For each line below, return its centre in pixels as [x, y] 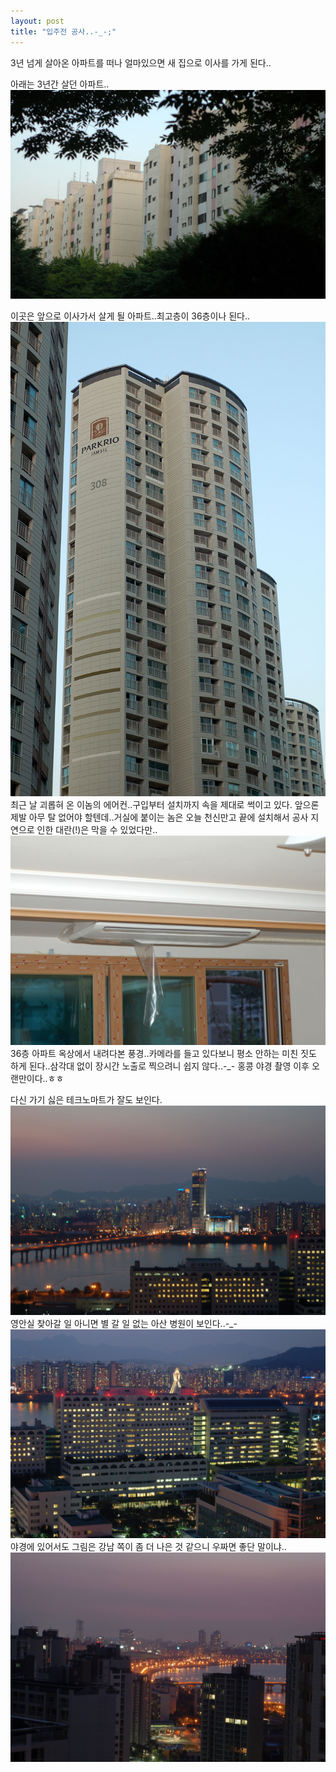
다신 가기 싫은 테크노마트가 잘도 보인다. [86, 1099]
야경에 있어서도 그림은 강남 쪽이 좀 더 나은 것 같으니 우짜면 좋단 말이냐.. [148, 1547]
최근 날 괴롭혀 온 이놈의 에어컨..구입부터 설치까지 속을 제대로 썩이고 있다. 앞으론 [165, 805]
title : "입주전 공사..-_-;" [63, 31]
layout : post [37, 21]
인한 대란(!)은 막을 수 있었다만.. [97, 830]
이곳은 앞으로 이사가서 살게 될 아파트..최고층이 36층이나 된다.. [130, 316]
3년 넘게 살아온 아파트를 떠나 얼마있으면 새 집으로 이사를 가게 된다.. [141, 62]
